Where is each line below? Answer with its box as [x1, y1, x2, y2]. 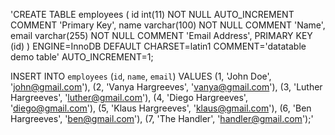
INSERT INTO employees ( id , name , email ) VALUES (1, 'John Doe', [10, 70, 272, 82]
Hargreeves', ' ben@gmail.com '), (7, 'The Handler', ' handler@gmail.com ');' [10, 113, 314, 124]
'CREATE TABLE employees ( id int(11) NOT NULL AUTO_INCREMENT [10, 9, 295, 20]
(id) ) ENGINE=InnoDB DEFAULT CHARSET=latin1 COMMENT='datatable [10, 40, 307, 52]
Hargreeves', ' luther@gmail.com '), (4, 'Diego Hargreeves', [10, 92, 248, 103]
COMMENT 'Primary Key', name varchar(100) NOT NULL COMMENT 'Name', [10, 19, 326, 31]
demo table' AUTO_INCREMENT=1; [10, 51, 154, 63]
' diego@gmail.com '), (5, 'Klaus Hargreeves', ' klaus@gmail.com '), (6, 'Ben [10, 102, 312, 114]
